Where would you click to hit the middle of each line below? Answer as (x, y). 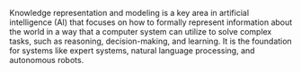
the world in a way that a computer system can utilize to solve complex (141, 32)
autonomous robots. (47, 60)
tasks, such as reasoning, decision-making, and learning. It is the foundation (150, 41)
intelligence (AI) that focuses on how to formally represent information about (151, 22)
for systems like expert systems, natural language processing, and (132, 51)
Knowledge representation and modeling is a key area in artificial (129, 13)
